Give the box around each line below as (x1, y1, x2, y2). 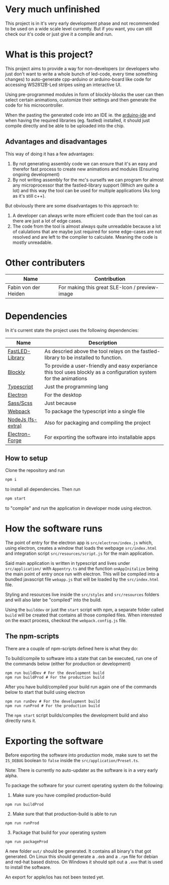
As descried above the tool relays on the (44, 347, 140, 355)
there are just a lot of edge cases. (12, 217, 82, 224)
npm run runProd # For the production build (5, 703, 100, 709)
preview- (136, 284, 159, 291)
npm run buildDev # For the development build (5, 670, 105, 676)
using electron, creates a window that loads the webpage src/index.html (5, 545, 157, 551)
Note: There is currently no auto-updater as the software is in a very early (5, 767, 158, 773)
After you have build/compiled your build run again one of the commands (5, 684, 157, 690)
